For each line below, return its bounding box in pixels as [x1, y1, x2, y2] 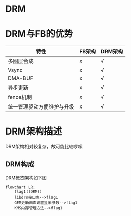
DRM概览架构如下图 [5, 175, 47, 181]
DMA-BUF [8, 75, 33, 82]
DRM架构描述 [5, 126, 62, 137]
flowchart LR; [5, 185, 36, 190]
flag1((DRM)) [14, 189, 42, 195]
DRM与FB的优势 [5, 28, 73, 40]
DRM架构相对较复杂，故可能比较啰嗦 [5, 144, 83, 150]
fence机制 [8, 94, 32, 101]
